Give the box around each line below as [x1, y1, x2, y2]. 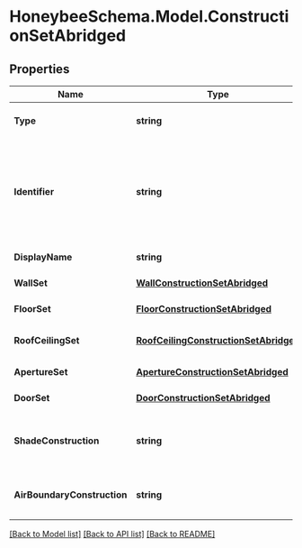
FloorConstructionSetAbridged [136, 303, 272, 315]
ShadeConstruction [13, 434, 100, 447]
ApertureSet [13, 366, 68, 378]
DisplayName [13, 251, 73, 263]
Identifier [13, 186, 55, 197]
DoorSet [13, 392, 50, 404]
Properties [9, 61, 70, 77]
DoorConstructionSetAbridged [136, 392, 271, 404]
